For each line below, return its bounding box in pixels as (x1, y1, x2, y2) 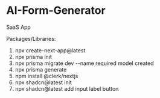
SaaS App (6, 23, 31, 31)
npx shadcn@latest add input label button (14, 85, 119, 92)
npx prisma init (14, 53, 53, 60)
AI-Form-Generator (6, 4, 106, 17)
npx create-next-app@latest (14, 46, 86, 54)
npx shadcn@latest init (14, 79, 72, 86)
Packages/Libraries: (6, 35, 56, 42)
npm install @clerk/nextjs (14, 72, 78, 79)
